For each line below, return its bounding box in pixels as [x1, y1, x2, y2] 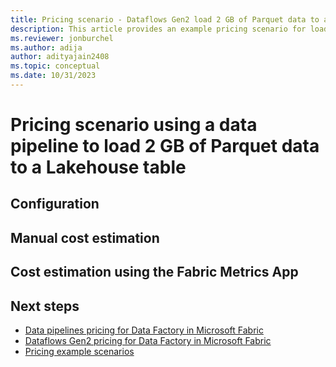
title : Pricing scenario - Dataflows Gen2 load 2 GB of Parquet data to [10, 14, 320, 25]
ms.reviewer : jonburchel [10, 33, 114, 43]
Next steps [10, 297, 80, 315]
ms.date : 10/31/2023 [10, 71, 97, 81]
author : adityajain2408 [10, 52, 110, 62]
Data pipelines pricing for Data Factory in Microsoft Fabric [24, 324, 264, 336]
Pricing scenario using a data [10, 114, 258, 136]
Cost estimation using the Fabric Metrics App [10, 264, 299, 281]
